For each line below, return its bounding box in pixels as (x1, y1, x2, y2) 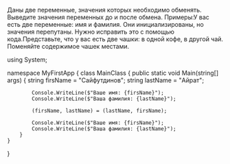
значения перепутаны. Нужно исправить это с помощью (7, 27, 175, 36)
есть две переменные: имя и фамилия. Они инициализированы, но (7, 21, 204, 28)
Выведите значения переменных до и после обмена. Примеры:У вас (7, 13, 209, 21)
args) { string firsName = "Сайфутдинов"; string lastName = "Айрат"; (7, 76, 205, 84)
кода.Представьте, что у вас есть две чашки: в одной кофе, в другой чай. (7, 35, 224, 43)
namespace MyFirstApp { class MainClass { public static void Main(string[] (7, 69, 218, 77)
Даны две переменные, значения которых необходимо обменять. (7, 6, 202, 14)
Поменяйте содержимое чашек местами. (7, 43, 130, 50)
